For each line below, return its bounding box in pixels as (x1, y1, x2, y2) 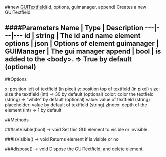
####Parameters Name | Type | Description (5, 24, 144, 32)
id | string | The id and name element (24, 32, 141, 40)
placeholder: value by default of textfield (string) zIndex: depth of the (5, 102, 147, 108)
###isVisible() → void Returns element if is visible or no (5, 136, 119, 142)
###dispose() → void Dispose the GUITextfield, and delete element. (5, 146, 144, 152)
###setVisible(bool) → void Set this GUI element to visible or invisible (5, 126, 148, 132)
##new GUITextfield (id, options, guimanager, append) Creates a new (5, 4, 147, 10)
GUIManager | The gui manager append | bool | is (5, 47, 161, 56)
